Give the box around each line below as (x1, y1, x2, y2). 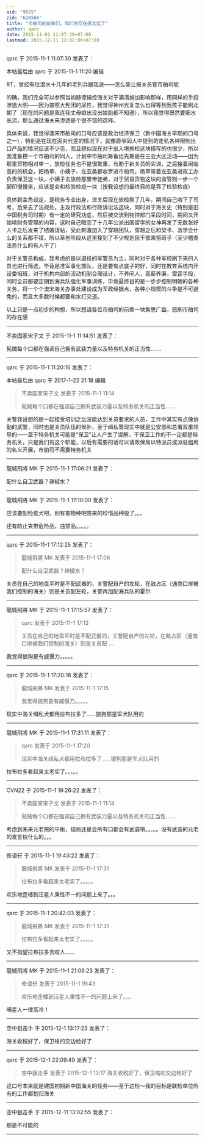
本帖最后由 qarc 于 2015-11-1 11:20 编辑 (6, 68, 104, 75)
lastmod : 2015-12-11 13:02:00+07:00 (6, 37, 99, 43)
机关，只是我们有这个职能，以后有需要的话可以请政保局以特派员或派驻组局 (11, 439, 199, 445)
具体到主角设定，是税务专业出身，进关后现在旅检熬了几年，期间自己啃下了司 (6, 196, 199, 203)
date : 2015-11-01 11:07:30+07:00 (6, 32, 92, 38)
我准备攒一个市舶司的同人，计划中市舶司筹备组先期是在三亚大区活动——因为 (6, 153, 199, 159)
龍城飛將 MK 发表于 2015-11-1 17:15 (21, 685, 109, 691)
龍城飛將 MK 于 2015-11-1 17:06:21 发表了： (6, 465, 115, 472)
